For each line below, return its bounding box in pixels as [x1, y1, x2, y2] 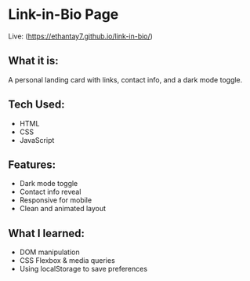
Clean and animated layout [19, 204, 107, 213]
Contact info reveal [19, 187, 82, 197]
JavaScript [19, 135, 55, 144]
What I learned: [8, 226, 85, 240]
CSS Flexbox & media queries [19, 256, 115, 265]
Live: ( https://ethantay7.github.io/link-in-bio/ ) [8, 31, 153, 41]
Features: [8, 158, 56, 171]
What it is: [8, 54, 59, 68]
